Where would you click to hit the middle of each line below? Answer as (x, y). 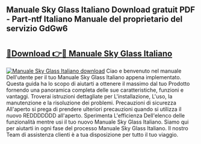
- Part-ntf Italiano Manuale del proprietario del (94, 19)
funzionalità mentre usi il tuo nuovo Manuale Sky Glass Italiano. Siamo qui (97, 122)
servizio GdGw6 (37, 28)
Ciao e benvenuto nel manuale (144, 71)
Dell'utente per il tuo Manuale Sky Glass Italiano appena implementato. (94, 77)
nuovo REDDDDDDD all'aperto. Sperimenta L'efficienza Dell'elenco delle (96, 115)
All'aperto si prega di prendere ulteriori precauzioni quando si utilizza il (94, 109)
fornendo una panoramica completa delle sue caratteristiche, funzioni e (95, 90)
